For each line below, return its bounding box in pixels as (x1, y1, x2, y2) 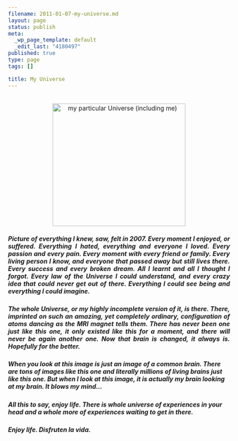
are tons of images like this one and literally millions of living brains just (8, 368, 223, 376)
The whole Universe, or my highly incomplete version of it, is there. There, (8, 305, 230, 313)
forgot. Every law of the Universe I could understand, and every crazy (8, 272, 230, 280)
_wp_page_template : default (14, 37, 97, 44)
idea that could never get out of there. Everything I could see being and (8, 279, 230, 288)
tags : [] (8, 63, 34, 70)
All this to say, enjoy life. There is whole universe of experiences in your (8, 400, 223, 409)
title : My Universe (8, 75, 65, 83)
